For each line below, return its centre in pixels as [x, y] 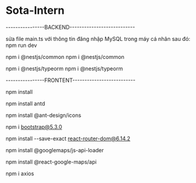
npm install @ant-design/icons [44, 115]
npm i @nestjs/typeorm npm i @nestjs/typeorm [64, 68]
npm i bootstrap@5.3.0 [34, 126]
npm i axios [20, 173]
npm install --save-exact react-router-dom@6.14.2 [68, 138]
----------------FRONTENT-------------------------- [71, 80]
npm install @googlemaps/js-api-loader [55, 150]
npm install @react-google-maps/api [51, 162]
